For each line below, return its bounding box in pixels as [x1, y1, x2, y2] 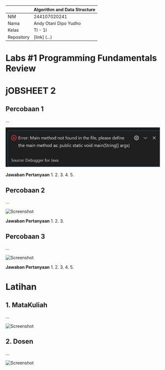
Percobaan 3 [5, 232, 46, 240]
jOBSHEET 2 [5, 85, 56, 96]
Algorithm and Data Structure [33, 6, 95, 12]
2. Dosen [5, 337, 33, 346]
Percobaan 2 [5, 186, 46, 194]
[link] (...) [33, 34, 52, 40]
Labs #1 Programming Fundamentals [5, 52, 157, 64]
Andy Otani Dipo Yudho [33, 21, 81, 26]
